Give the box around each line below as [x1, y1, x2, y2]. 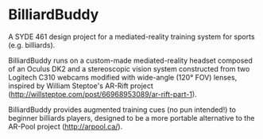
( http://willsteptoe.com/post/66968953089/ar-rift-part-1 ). [8, 89, 197, 98]
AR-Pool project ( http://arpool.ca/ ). [8, 122, 123, 131]
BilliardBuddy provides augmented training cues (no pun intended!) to [8, 105, 237, 114]
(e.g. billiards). [8, 40, 56, 49]
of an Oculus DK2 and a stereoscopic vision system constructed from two [8, 64, 250, 73]
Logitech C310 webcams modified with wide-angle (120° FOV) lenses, [8, 72, 238, 82]
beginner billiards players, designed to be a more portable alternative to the [8, 113, 255, 122]
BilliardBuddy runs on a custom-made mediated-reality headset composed [8, 56, 253, 65]
